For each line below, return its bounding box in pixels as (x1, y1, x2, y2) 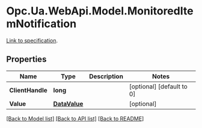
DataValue (53, 99, 84, 108)
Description (89, 72, 123, 81)
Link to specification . (6, 37, 58, 44)
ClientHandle (9, 86, 48, 94)
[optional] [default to (129, 82, 188, 91)
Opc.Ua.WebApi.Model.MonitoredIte (6, 4, 194, 18)
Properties (6, 54, 47, 64)
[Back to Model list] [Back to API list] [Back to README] (6, 115, 144, 122)
